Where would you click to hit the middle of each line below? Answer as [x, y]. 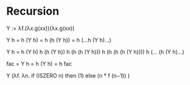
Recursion [33, 11]
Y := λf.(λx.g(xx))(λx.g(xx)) [40, 28]
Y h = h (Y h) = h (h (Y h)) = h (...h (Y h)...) [59, 40]
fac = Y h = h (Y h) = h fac [39, 64]
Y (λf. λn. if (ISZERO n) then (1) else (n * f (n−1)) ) [68, 75]
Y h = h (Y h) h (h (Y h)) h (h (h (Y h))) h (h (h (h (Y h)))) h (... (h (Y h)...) [95, 52]
